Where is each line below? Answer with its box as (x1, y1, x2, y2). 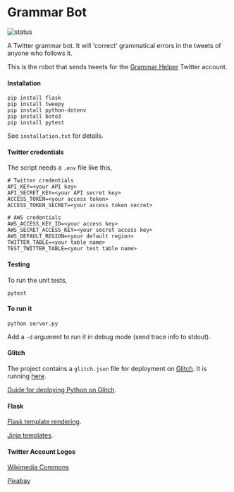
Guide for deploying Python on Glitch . (7, 385, 117, 394)
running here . (7, 372, 47, 380)
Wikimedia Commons (7, 463, 69, 471)
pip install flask (7, 95, 61, 102)
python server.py (7, 320, 58, 327)
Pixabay (7, 476, 31, 485)
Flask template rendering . (7, 418, 82, 426)
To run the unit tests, (7, 276, 68, 284)
